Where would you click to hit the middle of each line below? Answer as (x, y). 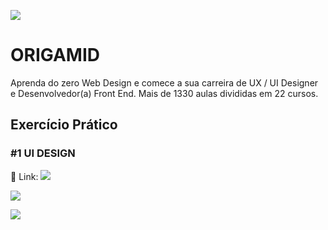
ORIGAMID (55, 55)
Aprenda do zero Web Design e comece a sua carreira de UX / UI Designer (164, 82)
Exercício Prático (64, 125)
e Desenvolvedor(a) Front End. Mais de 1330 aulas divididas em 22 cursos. (164, 93)
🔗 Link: (24, 176)
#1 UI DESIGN (43, 153)
